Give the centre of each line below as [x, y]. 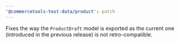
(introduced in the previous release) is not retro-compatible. [79, 34]
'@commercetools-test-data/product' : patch [60, 11]
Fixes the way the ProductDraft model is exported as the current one [90, 28]
